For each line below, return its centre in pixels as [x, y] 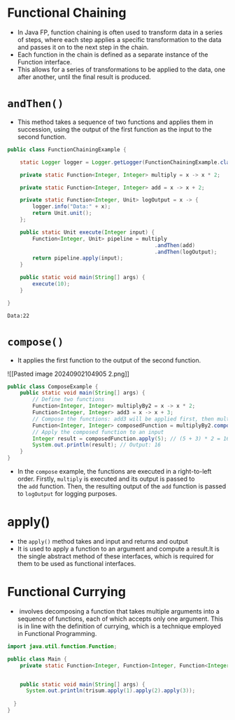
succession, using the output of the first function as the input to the [114, 129]
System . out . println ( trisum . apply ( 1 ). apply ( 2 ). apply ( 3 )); [111, 691]
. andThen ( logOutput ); [186, 252]
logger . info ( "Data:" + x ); [72, 207]
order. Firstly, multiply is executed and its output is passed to [106, 479]
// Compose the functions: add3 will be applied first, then [123, 419]
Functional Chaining [67, 13]
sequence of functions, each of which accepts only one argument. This [120, 619]
